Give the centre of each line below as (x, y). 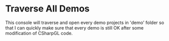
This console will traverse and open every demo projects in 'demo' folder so (85, 22)
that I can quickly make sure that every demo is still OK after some (74, 27)
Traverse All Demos (47, 9)
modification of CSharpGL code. (39, 33)
